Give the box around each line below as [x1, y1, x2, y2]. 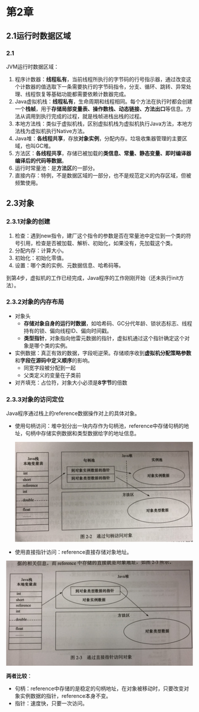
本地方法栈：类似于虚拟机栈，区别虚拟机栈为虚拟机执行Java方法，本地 [14, 120, 188, 127]
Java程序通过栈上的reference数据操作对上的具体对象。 [6, 410, 140, 417]
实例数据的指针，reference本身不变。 [20, 692, 111, 699]
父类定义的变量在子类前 [23, 371, 81, 379]
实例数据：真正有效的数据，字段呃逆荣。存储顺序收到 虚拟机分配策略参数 [14, 349, 191, 356]
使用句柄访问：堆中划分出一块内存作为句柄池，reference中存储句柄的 [14, 423, 184, 430]
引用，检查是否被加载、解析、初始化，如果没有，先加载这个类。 [20, 239, 176, 246]
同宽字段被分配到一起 [23, 364, 76, 371]
